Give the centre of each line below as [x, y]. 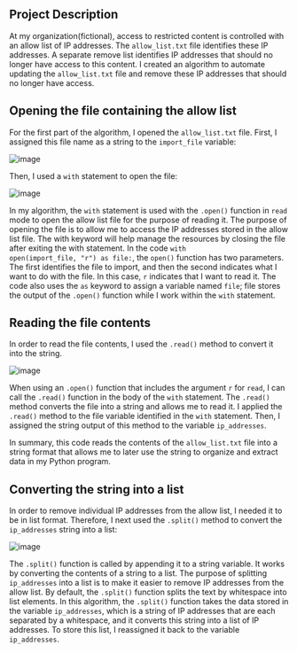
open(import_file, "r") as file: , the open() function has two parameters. [147, 257]
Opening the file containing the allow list [123, 111]
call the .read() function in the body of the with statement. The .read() [140, 397]
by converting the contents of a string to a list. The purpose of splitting [138, 573]
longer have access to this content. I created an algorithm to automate [137, 64]
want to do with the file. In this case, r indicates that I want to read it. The [143, 276]
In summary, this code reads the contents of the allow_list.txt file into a [143, 443]
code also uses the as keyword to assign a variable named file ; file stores [145, 285]
